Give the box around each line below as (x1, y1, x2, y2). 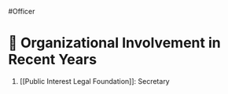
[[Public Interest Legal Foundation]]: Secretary (19, 76, 171, 85)
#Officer (8, 7, 35, 16)
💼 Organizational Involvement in (8, 34, 222, 52)
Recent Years (8, 51, 97, 69)
